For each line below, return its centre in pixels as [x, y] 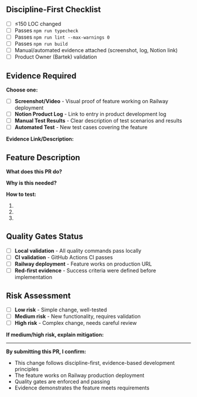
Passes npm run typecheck [46, 30]
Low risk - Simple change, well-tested [61, 310]
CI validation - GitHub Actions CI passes [64, 257]
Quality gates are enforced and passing [62, 382]
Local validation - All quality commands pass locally [78, 250]
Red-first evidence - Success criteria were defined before [85, 271]
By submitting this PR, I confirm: [46, 352]
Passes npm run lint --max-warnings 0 [62, 37]
